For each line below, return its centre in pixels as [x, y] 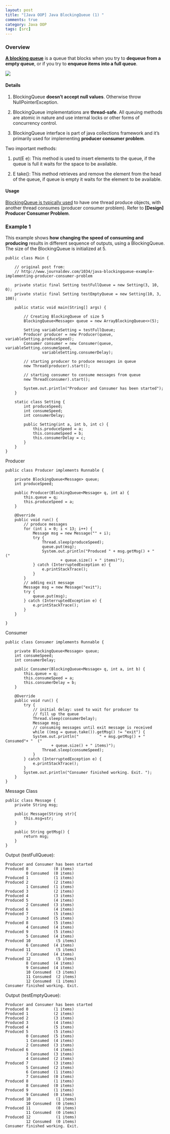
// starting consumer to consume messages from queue [82, 375]
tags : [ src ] [18, 29]
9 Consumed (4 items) [50, 968]
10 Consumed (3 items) [51, 972]
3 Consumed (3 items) [50, 1054]
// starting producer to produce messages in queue [80, 362]
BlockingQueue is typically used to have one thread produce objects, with [83, 202]
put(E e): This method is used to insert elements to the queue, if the [84, 158]
